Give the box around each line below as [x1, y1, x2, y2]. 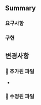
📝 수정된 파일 [5, 92, 35, 99]
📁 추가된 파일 [5, 67, 35, 74]
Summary [5, 4, 36, 12]
